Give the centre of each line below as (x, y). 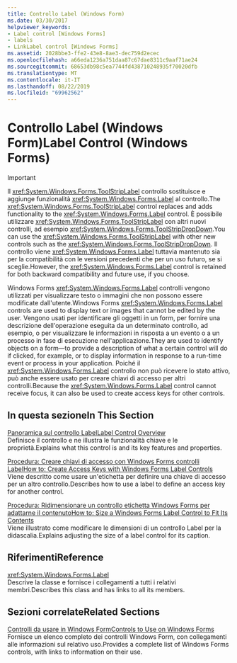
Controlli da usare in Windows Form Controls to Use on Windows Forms (111, 629)
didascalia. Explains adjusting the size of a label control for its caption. (109, 535)
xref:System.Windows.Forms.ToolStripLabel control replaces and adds (110, 207)
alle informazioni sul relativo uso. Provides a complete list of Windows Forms (118, 644)
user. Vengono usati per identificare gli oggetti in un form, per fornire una (114, 318)
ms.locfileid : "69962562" (45, 93)
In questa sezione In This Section (81, 415)
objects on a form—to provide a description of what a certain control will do (117, 348)
